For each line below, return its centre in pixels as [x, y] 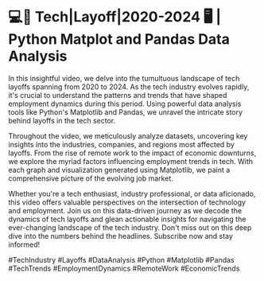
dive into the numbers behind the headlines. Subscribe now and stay [120, 236]
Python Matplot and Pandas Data [119, 39]
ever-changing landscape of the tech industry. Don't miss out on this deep [130, 227]
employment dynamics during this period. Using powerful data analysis [125, 103]
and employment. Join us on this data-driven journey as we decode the [125, 210]
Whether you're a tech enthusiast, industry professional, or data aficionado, [132, 193]
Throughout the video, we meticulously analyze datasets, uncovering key [128, 136]
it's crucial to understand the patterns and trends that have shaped [118, 95]
